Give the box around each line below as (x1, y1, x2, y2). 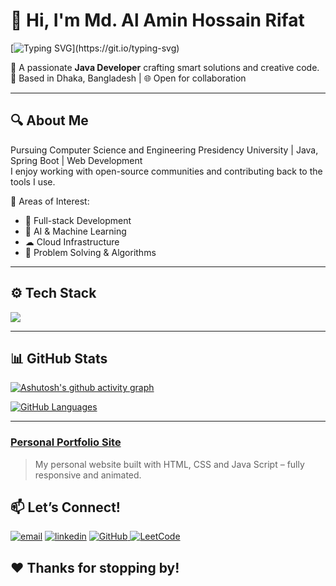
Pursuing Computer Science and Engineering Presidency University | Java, (10, 144, 319, 156)
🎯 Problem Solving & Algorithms (24, 246, 157, 258)
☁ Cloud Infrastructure (24, 235, 120, 248)
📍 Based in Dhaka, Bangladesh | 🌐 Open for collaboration (10, 72, 247, 84)
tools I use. (10, 175, 56, 188)
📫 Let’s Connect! (10, 499, 121, 516)
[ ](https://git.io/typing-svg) (10, 42, 180, 54)
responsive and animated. (34, 469, 142, 481)
